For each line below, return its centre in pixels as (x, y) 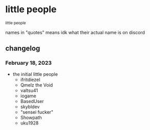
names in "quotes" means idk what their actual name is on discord (75, 32)
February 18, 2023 (29, 63)
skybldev (30, 107)
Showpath (31, 117)
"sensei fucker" (37, 112)
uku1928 (29, 123)
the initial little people (35, 74)
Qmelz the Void (37, 85)
